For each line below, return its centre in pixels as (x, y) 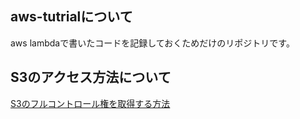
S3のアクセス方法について (91, 77)
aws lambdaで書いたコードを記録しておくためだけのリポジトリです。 (152, 43)
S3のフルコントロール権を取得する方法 (90, 103)
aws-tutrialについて (71, 17)
